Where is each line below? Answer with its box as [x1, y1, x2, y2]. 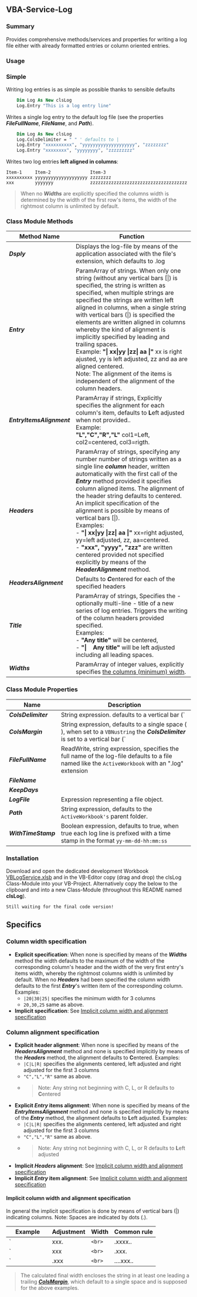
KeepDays [9, 785, 39, 794]
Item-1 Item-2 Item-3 [6, 170, 107, 175]
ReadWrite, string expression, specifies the [60, 744, 179, 752]
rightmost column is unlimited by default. [20, 203, 120, 210]
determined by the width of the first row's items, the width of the [20, 197, 177, 204]
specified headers [76, 582, 126, 591]
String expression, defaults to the [60, 805, 152, 813]
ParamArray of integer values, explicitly [76, 661, 184, 669]
